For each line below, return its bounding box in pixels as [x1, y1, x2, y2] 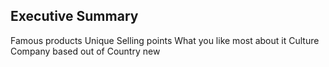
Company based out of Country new [10, 45, 161, 57]
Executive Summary [10, 8, 139, 25]
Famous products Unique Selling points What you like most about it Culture [10, 34, 320, 46]
